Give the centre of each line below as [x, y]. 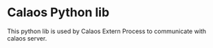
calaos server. [27, 38]
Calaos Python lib [58, 13]
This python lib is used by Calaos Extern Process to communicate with [107, 31]
